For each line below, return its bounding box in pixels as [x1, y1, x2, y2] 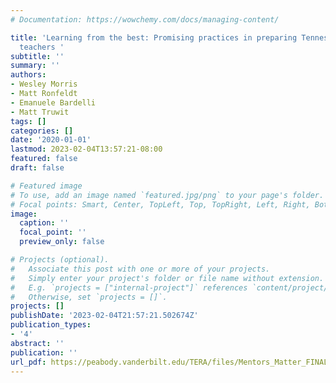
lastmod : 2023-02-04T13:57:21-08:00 [10, 144, 163, 155]
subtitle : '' [10, 51, 65, 61]
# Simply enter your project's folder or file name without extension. [10, 273, 325, 283]
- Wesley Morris [10, 79, 78, 90]
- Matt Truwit [10, 107, 70, 117]
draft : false [10, 163, 65, 173]
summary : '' [10, 61, 60, 71]
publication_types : [10, 320, 92, 330]
